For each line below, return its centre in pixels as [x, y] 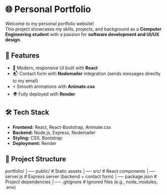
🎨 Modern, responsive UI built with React [55, 68]
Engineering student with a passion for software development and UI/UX [82, 34]
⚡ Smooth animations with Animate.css [54, 86]
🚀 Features [22, 56]
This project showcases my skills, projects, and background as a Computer [83, 29]
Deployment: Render [34, 143]
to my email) [25, 81]
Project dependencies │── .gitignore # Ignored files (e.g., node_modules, [81, 182]
